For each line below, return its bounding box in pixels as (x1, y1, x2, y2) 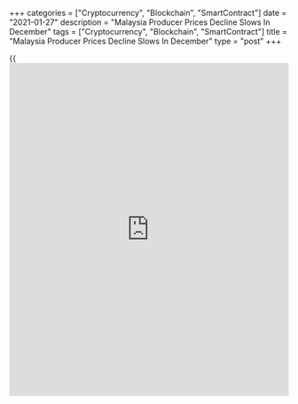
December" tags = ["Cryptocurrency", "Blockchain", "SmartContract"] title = (9, 27, 288, 36)
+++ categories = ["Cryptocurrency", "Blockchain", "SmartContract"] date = (9, 8, 287, 18)
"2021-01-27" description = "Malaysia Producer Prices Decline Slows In (9, 17, 271, 28)
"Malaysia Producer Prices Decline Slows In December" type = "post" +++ (9, 36, 282, 46)
